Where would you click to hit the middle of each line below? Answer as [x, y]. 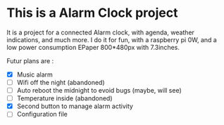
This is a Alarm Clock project [92, 13]
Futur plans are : [30, 60]
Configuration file [42, 114]
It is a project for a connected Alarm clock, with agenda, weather [101, 32]
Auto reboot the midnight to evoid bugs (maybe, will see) [99, 91]
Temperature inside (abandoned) [65, 98]
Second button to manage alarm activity [75, 106]
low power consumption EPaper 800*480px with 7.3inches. [93, 47]
